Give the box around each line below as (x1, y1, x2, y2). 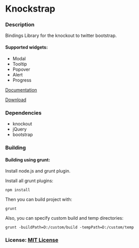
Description (5, 21, 35, 28)
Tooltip (12, 61, 27, 67)
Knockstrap (5, 3, 55, 15)
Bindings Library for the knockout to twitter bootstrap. (5, 32, 117, 38)
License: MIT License (5, 236, 59, 243)
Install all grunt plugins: (5, 178, 54, 184)
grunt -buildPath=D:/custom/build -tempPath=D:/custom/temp (5, 225, 134, 230)
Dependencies (5, 109, 42, 116)
